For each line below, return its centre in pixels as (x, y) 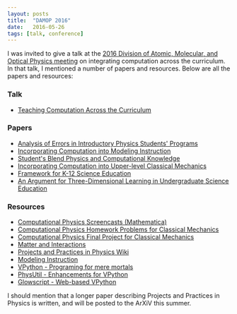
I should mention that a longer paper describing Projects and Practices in (114, 296)
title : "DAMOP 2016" (39, 20)
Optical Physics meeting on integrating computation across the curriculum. (116, 61)
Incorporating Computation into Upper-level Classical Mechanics (112, 166)
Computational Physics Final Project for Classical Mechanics (106, 237)
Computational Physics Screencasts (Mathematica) (92, 222)
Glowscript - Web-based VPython (67, 282)
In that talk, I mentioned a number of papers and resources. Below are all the (119, 68)
